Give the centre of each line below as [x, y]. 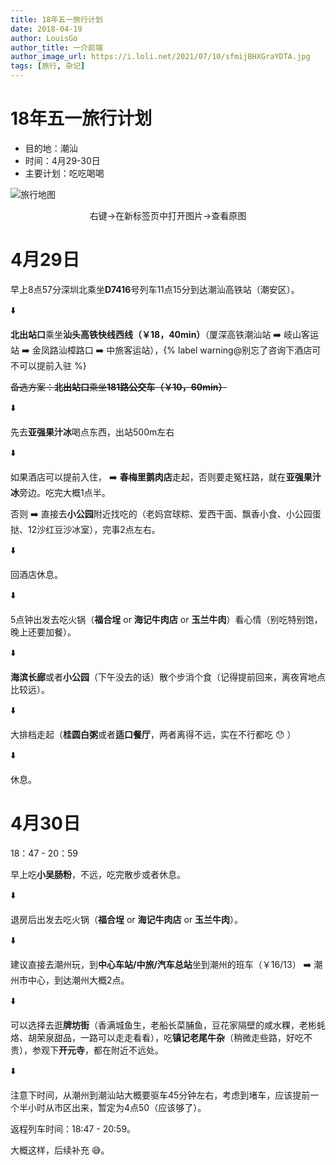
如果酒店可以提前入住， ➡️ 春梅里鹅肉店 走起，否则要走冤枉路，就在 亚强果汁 [166, 477]
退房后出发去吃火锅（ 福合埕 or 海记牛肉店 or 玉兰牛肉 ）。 [127, 919]
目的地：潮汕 [51, 148]
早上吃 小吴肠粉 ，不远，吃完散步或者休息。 [98, 874]
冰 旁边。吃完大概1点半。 [60, 492]
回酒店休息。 [36, 574]
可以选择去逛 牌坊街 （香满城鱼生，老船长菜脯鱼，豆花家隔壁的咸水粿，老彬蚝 [168, 1025]
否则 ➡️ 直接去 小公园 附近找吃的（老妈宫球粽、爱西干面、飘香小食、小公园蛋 [166, 513]
